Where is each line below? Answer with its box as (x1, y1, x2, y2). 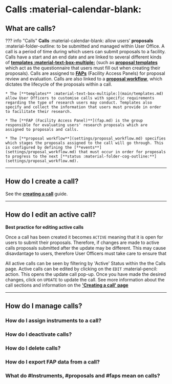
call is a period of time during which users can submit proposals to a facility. (5, 49, 166, 54)
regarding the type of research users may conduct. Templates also (5, 100, 153, 105)
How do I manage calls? (5, 301, 83, 311)
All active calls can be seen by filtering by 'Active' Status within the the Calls (5, 260, 166, 266)
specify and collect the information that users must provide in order (5, 105, 161, 110)
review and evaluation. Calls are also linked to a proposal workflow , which (5, 76, 163, 82)
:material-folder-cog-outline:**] (83, 154, 157, 159)
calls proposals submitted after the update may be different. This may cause (5, 245, 166, 251)
